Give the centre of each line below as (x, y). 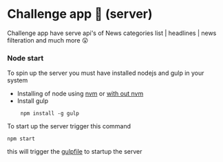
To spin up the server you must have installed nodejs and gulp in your (106, 73)
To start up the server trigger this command (69, 126)
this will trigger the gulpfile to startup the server (75, 152)
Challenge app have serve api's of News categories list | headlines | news (112, 33)
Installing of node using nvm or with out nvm (80, 94)
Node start (25, 58)
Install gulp (33, 101)
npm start (21, 139)
